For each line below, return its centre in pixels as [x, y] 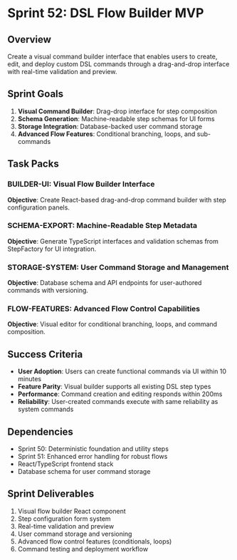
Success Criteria [45, 354]
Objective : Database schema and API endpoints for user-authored [105, 283]
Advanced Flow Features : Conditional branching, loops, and [106, 134]
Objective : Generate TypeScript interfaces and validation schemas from [113, 241]
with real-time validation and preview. [62, 72]
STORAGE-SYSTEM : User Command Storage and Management [118, 267]
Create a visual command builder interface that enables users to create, [112, 56]
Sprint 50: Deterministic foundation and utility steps [93, 449]
